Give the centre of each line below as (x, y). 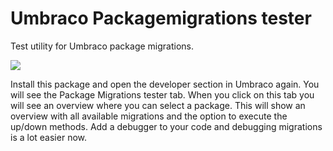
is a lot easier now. (49, 137)
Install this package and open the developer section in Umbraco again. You (165, 84)
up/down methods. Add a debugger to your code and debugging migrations (166, 126)
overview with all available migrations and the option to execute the (149, 116)
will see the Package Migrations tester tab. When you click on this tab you (162, 94)
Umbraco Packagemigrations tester (161, 18)
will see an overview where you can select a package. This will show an (158, 105)
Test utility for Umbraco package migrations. (102, 46)
